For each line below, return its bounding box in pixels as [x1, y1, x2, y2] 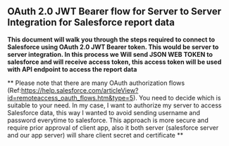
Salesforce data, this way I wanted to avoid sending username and [7, 108, 201, 117]
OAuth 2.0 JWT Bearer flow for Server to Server [7, 6, 222, 18]
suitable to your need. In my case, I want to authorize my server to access [7, 101, 222, 109]
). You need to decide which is [132, 93, 221, 102]
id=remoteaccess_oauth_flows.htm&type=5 [7, 93, 134, 102]
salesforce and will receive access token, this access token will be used [7, 58, 222, 66]
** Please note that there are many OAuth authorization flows [7, 79, 185, 87]
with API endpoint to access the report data [7, 65, 137, 73]
